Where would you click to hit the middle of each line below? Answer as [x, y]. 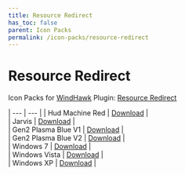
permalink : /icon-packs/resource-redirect [78, 37]
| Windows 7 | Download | [50, 147]
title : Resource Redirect [50, 15]
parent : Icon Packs [40, 30]
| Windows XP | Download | [52, 163]
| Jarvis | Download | [42, 122]
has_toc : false [33, 23]
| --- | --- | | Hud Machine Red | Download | [78, 113]
